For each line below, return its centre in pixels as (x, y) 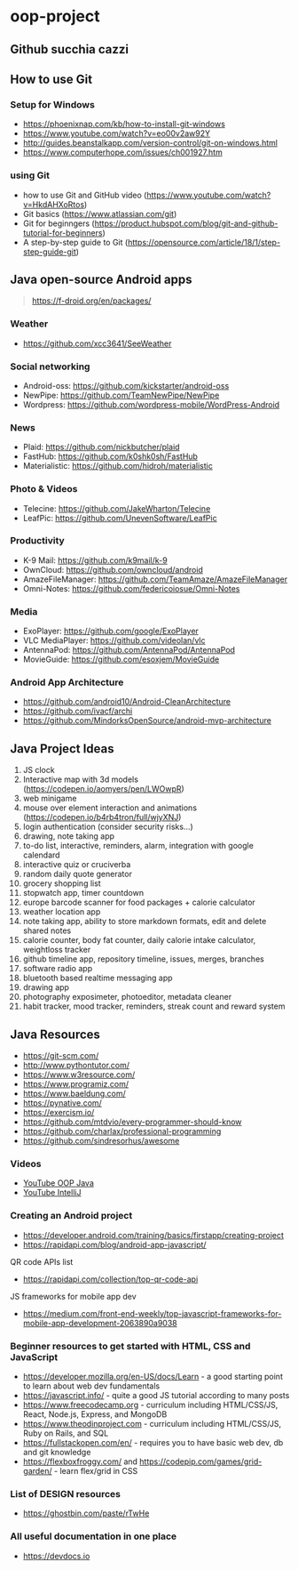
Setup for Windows (53, 104)
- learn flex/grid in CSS (96, 1470)
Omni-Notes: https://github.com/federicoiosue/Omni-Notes (131, 588)
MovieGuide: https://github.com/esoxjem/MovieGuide (121, 659)
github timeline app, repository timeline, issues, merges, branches (143, 959)
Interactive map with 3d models (80, 779)
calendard (41, 855)
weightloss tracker (57, 950)
